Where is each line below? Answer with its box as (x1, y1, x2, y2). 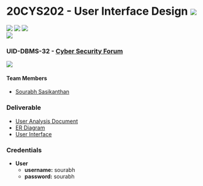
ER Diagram (15, 124, 45, 131)
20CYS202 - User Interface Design (6, 4, 188, 18)
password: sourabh (24, 173, 75, 180)
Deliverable (6, 103, 42, 112)
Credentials (6, 145, 42, 154)
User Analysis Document (15, 117, 79, 125)
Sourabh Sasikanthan (15, 88, 69, 96)
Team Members (6, 74, 47, 82)
